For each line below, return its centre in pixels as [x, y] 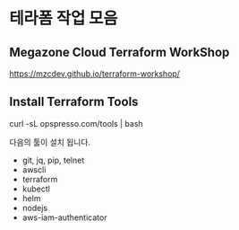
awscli [34, 169]
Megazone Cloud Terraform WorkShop [119, 52]
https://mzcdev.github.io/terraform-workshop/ [95, 74]
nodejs [34, 208]
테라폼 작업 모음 [64, 18]
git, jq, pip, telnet [53, 160]
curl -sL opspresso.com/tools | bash [76, 123]
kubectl [36, 189]
